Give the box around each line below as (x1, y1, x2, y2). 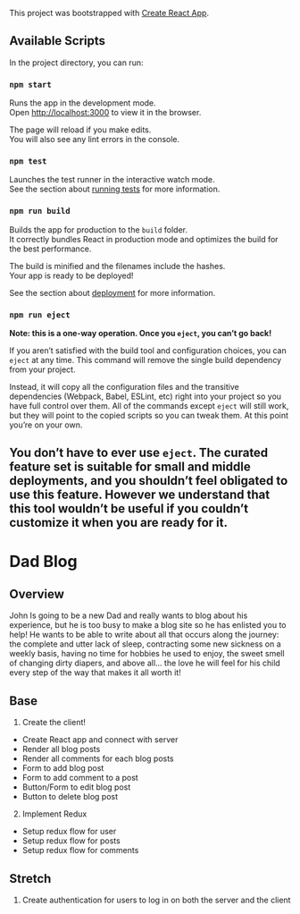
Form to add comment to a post (21, 773, 138, 783)
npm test (9, 157, 47, 166)
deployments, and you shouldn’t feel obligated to (9, 473, 288, 488)
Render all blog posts (21, 744, 101, 755)
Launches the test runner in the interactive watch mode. (9, 174, 216, 185)
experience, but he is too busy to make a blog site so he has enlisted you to (9, 620, 287, 630)
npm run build (9, 206, 71, 216)
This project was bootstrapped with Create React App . (9, 8, 210, 18)
